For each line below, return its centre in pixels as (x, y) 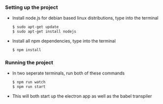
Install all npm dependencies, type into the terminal (64, 41)
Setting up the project (31, 7)
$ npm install (27, 50)
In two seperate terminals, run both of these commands (68, 73)
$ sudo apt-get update (35, 27)
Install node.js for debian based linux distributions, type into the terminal (85, 18)
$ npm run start (29, 87)
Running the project (29, 62)
